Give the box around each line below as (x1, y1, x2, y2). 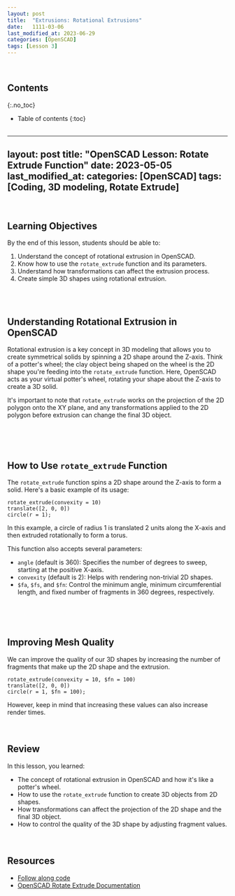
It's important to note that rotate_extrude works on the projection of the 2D (7, 396, 225, 404)
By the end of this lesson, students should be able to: (7, 239, 161, 247)
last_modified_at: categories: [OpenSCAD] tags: (7, 171, 222, 183)
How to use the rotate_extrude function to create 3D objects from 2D (17, 790, 218, 798)
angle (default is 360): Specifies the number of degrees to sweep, (17, 558, 208, 567)
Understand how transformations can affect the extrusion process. (17, 267, 210, 276)
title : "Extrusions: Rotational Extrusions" (7, 17, 142, 24)
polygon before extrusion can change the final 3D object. (7, 411, 172, 420)
